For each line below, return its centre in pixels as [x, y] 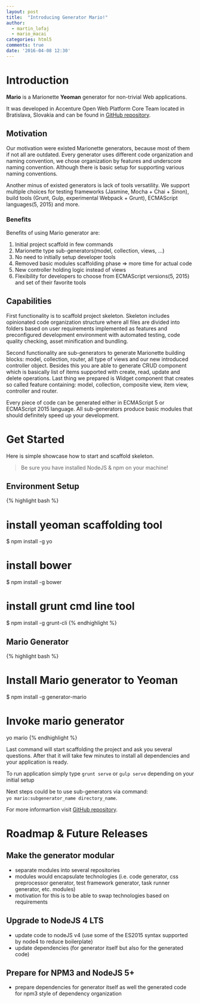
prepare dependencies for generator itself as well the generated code [101, 987]
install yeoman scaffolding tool [84, 525]
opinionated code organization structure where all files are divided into [93, 322]
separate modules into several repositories [67, 870]
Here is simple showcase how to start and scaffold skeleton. [80, 456]
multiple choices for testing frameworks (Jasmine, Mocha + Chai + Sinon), [98, 192]
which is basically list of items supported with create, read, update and [93, 372]
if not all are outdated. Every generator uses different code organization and [99, 154]
